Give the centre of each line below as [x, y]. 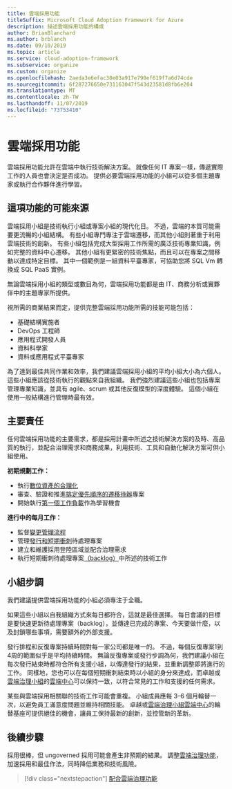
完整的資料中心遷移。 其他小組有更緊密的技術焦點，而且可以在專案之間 [114, 252]
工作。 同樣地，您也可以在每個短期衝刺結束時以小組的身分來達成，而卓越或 [114, 673]
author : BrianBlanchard [41, 33]
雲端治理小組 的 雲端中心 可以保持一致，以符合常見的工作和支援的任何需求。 [113, 681]
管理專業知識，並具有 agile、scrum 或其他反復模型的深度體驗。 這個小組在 [113, 389]
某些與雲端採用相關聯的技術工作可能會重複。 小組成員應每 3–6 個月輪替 [109, 696]
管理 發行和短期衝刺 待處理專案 [59, 541]
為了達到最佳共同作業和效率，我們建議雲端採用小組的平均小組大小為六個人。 [116, 371]
